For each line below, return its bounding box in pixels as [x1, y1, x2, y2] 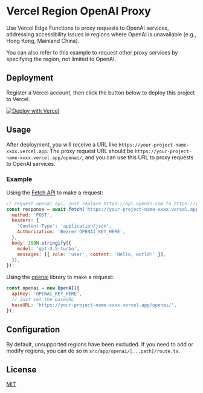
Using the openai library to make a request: [6, 274, 114, 281]
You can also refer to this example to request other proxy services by [6, 48, 178, 56]
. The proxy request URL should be [47, 147, 134, 154]
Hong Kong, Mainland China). [6, 37, 80, 44]
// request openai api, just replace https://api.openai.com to [6, 200, 172, 206]
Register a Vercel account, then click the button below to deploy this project [6, 89, 195, 96]
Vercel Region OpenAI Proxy [6, 4, 151, 18]
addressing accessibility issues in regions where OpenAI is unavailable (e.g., [6, 30, 196, 38]
